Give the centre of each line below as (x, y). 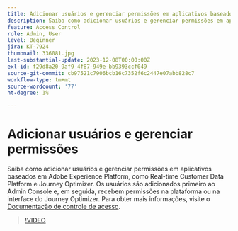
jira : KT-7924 (28, 47)
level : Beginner (31, 40)
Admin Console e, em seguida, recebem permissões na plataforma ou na (114, 191)
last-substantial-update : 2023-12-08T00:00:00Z (79, 60)
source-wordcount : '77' (42, 86)
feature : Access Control (44, 27)
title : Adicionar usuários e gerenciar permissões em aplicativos (107, 14)
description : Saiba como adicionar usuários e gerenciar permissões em (115, 21)
